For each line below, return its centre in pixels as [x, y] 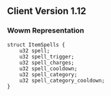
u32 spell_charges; [47, 63]
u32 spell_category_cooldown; [62, 80]
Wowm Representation [46, 31]
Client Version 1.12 [47, 11]
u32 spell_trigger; [47, 57]
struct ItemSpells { [36, 45]
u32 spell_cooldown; [48, 68]
